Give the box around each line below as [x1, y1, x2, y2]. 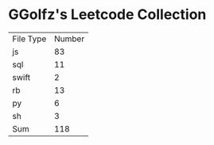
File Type [12, 33, 47, 44]
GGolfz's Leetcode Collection [8, 6, 207, 24]
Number [54, 33, 85, 44]
